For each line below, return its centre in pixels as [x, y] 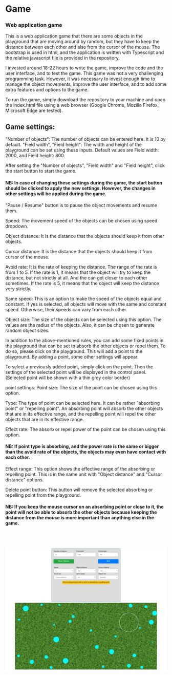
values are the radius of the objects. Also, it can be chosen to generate [80, 325]
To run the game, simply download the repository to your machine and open [85, 100]
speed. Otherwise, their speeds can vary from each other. [66, 309]
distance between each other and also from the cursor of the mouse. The [83, 47]
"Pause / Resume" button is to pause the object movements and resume [81, 205]
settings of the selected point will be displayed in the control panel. [76, 372]
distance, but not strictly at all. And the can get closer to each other [76, 277]
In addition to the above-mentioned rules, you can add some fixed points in [84, 340]
